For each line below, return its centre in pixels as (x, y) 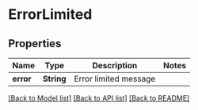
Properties (35, 44)
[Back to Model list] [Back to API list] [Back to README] (99, 98)
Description (115, 66)
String (54, 79)
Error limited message (115, 79)
